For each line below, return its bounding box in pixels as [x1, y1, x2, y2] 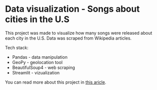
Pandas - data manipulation [12, 54, 68, 60]
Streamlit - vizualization [12, 69, 60, 75]
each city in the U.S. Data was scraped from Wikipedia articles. [5, 35, 132, 41]
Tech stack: [5, 45, 28, 50]
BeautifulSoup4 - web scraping [12, 65, 76, 70]
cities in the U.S [5, 14, 70, 25]
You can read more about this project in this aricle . [5, 79, 106, 85]
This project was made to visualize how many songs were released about [5, 30, 153, 36]
